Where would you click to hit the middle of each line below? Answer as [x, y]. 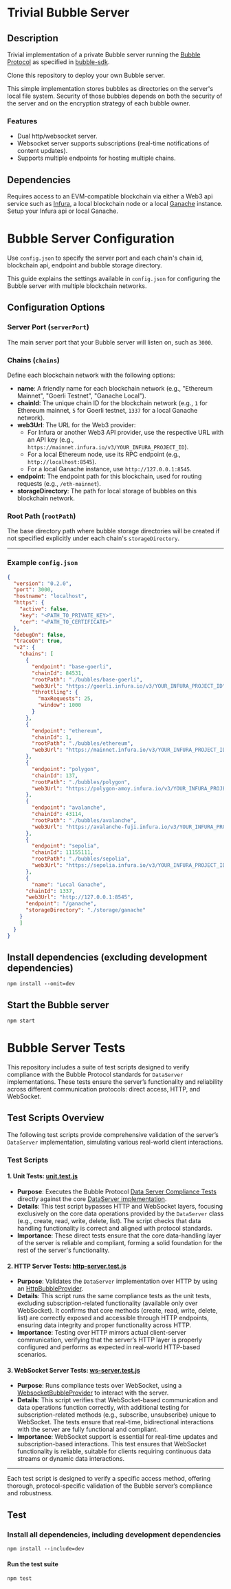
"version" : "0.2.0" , [43, 584]
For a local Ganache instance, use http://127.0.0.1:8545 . [109, 469]
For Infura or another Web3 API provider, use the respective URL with [125, 433]
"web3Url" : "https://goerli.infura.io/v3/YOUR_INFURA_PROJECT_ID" [129, 686]
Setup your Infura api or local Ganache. [63, 211]
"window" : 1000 [59, 705]
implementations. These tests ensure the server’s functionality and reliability [115, 1082]
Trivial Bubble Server [68, 13]
